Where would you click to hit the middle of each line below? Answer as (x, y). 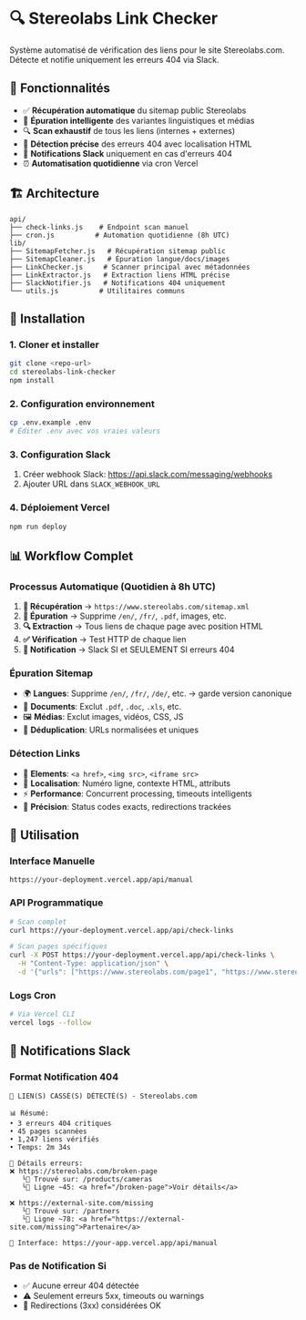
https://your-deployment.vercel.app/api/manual (102, 880)
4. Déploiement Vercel (60, 507)
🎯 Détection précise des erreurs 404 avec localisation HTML (137, 144)
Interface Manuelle (52, 861)
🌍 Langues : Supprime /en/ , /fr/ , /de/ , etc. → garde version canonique (157, 693)
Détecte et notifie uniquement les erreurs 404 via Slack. (115, 59)
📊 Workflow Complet (71, 556)
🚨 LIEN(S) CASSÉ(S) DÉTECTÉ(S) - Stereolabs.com (103, 1096)
